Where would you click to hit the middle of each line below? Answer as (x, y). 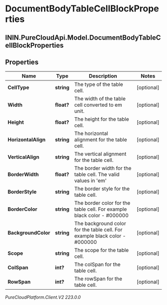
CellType (18, 87)
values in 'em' (90, 181)
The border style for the (102, 189)
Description (103, 76)
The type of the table (99, 84)
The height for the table (102, 119)
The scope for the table (102, 250)
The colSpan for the (97, 265)
